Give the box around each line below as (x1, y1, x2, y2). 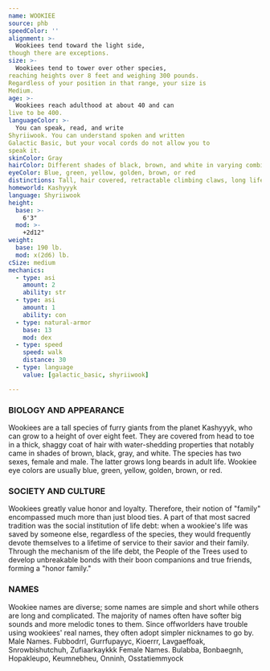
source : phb (8, 19, 48, 27)
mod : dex (22, 333, 52, 342)
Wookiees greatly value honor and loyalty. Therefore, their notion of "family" (8, 504, 261, 513)
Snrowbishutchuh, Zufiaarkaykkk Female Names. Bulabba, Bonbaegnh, (8, 644, 243, 654)
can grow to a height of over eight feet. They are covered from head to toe (8, 431, 255, 441)
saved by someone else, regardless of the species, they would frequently (8, 529, 252, 539)
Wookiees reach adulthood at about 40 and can (15, 101, 174, 109)
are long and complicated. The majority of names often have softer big (8, 611, 242, 620)
